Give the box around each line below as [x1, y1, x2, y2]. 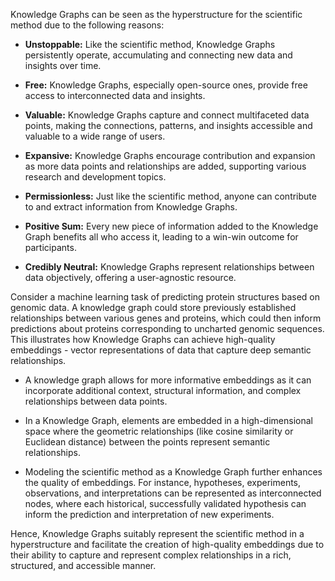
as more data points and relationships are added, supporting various [24, 160, 307, 172]
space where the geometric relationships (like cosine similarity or [24, 425, 294, 437]
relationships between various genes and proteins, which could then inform [10, 312, 322, 324]
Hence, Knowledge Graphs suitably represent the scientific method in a [10, 528, 305, 539]
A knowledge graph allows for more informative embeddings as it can [24, 374, 312, 386]
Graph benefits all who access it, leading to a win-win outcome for [24, 231, 299, 243]
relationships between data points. [24, 395, 168, 407]
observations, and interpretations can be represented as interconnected [24, 487, 322, 499]
